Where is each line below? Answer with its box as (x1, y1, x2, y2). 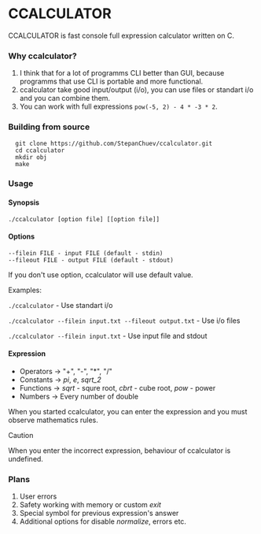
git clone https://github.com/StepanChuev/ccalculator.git (15, 139, 213, 147)
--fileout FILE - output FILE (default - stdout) (8, 256, 175, 264)
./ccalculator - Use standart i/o (8, 300, 113, 310)
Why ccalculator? (8, 50, 77, 61)
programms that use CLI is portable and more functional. (19, 76, 204, 87)
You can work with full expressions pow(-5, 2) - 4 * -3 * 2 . (19, 102, 218, 111)
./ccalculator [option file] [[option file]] (8, 215, 160, 223)
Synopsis (8, 198, 40, 207)
